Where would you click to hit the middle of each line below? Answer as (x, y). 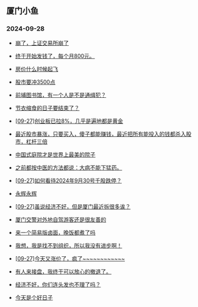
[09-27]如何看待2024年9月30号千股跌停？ (68, 180)
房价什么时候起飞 (37, 68)
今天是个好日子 (34, 297)
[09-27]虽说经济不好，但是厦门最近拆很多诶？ (73, 206)
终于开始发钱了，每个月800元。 (55, 56)
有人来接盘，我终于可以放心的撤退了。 (63, 272)
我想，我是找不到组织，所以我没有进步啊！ (69, 245)
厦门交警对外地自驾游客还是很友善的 (61, 220)
